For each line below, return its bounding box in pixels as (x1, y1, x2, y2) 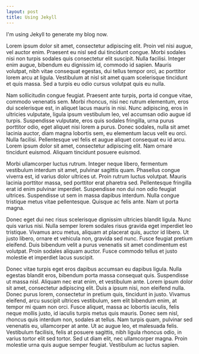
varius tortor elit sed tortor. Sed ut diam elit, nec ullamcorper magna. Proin (6, 334, 188, 342)
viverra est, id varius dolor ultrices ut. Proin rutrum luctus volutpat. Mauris (6, 173, 187, 180)
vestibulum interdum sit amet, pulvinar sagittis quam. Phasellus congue (6, 166, 181, 173)
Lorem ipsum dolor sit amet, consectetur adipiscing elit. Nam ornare (6, 142, 173, 149)
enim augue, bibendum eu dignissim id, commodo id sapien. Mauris (6, 61, 172, 68)
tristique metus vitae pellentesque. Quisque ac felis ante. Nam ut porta (6, 198, 179, 205)
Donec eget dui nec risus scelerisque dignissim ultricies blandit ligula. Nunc (6, 215, 192, 223)
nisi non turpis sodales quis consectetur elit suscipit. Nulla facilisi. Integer (6, 55, 186, 62)
